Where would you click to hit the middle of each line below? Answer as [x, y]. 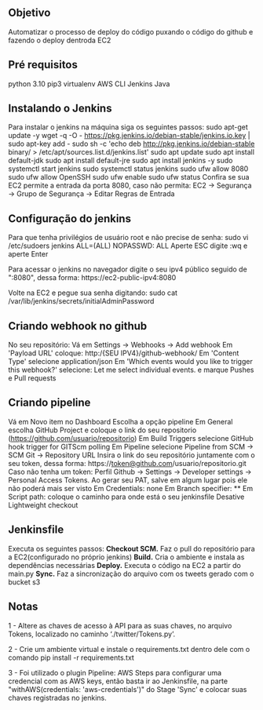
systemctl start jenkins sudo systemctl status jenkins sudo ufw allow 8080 [128, 169]
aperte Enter [28, 254]
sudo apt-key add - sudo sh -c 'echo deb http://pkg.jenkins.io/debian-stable [131, 144]
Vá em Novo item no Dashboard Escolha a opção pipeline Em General [121, 421]
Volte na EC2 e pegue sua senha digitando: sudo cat [93, 293]
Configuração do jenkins [70, 218]
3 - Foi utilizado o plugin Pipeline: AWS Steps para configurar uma [115, 672]
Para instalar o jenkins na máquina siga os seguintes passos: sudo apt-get [128, 127]
